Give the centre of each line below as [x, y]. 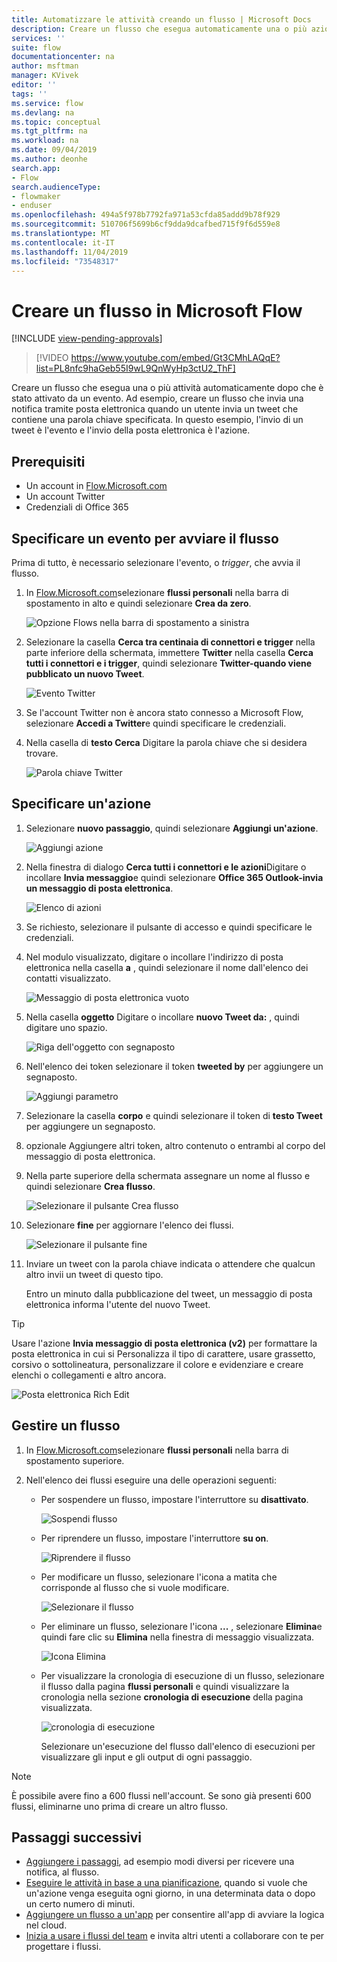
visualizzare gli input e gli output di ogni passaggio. [146, 1757]
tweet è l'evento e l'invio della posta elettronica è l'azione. [131, 430]
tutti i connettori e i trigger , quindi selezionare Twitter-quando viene [169, 663]
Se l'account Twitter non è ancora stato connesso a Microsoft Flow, [164, 712]
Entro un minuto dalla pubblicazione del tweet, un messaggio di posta [169, 1293]
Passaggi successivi [77, 1837]
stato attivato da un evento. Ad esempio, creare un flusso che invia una [157, 398]
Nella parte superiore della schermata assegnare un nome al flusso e [168, 1175]
